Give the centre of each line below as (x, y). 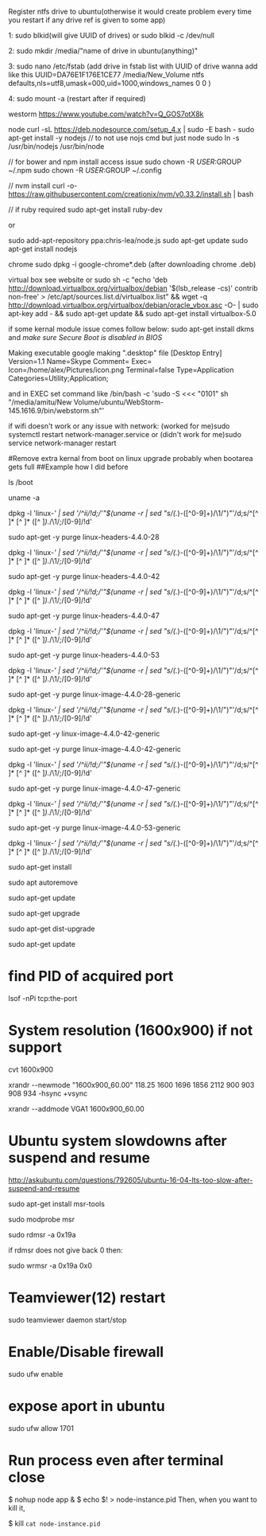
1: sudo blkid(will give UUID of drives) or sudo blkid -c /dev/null (111, 35)
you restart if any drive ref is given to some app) (87, 20)
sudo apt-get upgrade (44, 913)
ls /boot (21, 482)
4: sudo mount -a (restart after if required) (77, 98)
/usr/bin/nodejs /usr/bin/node (56, 146)
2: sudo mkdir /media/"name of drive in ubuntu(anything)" (103, 51)
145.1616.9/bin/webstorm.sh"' (56, 410)
